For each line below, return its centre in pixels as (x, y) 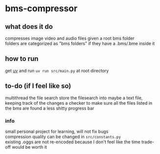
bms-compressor (41, 9)
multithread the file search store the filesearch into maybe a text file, (74, 98)
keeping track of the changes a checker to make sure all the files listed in (79, 103)
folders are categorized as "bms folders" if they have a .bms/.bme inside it (80, 44)
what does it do (29, 27)
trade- (148, 142)
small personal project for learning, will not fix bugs (57, 131)
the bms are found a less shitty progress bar (50, 108)
